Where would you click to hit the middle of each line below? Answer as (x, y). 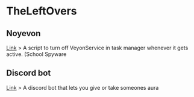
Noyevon (23, 33)
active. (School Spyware (36, 54)
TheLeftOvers (42, 11)
